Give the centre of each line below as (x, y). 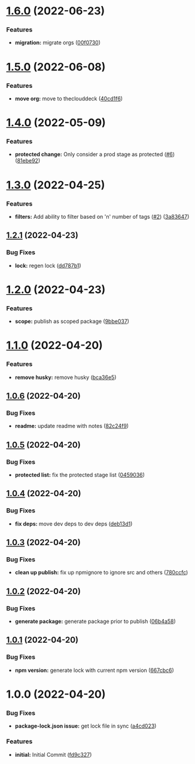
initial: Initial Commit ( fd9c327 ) (53, 754)
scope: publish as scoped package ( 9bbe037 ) (72, 322)
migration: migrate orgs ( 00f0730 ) (57, 42)
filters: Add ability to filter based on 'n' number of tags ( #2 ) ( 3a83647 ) (102, 216)
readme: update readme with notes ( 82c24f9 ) (72, 426)
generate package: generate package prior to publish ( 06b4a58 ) (95, 621)
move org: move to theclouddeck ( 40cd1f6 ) (69, 98)
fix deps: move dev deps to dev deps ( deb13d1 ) (74, 524)
